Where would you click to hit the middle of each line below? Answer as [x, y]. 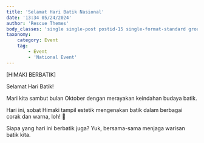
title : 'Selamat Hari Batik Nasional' [55, 12]
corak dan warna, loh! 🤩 [36, 116]
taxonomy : [19, 35]
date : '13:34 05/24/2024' [39, 18]
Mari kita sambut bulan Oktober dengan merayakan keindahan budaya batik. [102, 98]
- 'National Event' [53, 57]
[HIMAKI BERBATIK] [31, 74]
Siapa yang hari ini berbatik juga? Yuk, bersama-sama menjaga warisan [96, 128]
